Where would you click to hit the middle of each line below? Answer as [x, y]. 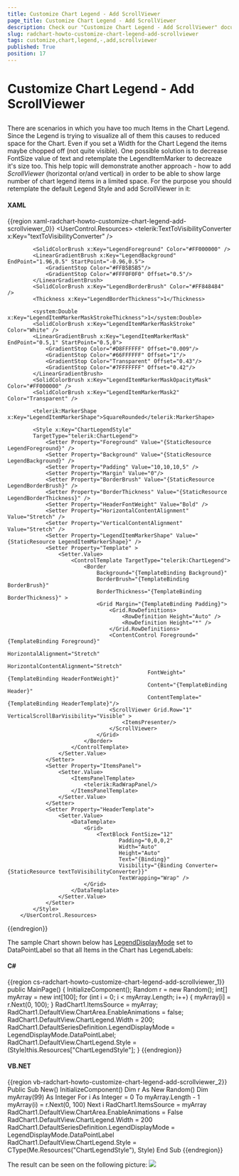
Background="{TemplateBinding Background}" [162, 573]
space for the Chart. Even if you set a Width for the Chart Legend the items [117, 144]
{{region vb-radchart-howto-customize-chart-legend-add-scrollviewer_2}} [117, 1082]
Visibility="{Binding [150, 865]
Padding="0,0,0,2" [146, 840]
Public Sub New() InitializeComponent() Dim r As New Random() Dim [108, 1090]
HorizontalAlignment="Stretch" [54, 654]
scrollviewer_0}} [31, 228]
